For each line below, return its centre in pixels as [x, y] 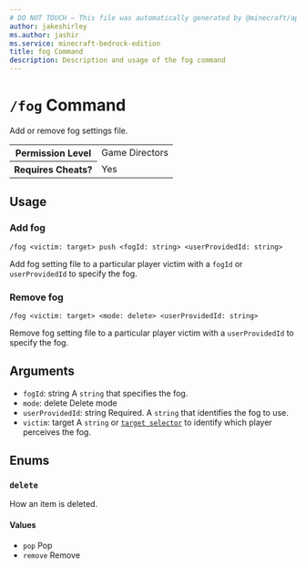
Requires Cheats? [53, 170]
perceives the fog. [56, 432]
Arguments [42, 372]
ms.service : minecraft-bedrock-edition [85, 43]
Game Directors [135, 153]
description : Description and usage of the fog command [117, 60]
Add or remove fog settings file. [69, 130]
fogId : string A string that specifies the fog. [105, 393]
